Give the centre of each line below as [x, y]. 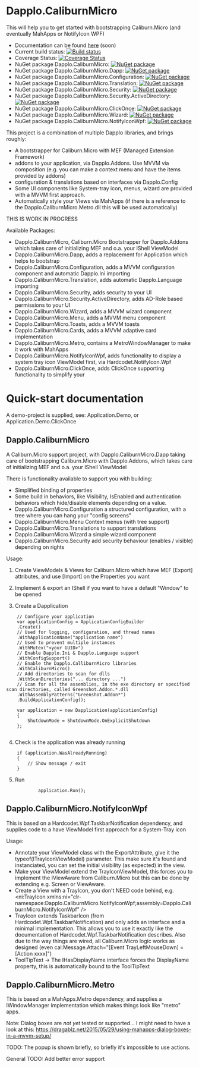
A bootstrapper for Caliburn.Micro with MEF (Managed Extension [94, 150]
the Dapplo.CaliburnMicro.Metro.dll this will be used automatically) [96, 207]
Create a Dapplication [41, 605]
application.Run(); [62, 790]
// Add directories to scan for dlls [64, 674]
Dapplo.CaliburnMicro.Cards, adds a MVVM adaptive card [86, 330]
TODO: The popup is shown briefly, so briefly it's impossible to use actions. [98, 1047]
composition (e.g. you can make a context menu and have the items [98, 169]
